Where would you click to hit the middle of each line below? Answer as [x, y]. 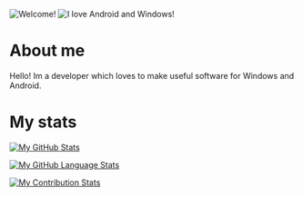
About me [47, 51]
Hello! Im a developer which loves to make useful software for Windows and [152, 75]
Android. [25, 85]
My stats [43, 122]
